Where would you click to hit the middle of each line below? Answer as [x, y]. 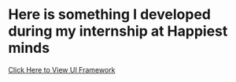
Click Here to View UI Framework [62, 69]
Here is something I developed [109, 15]
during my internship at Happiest [118, 31]
